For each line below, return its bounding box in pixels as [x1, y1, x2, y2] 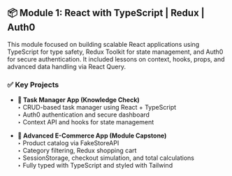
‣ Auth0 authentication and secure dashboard [17, 110, 150, 119]
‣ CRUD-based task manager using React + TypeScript [17, 103, 177, 112]
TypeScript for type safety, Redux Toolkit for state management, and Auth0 [7, 47, 224, 56]
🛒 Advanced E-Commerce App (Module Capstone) [17, 131, 167, 140]
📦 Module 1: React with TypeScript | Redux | [7, 7, 205, 19]
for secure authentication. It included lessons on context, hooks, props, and [7, 54, 225, 63]
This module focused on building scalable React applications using [7, 40, 200, 48]
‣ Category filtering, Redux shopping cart [17, 147, 137, 155]
